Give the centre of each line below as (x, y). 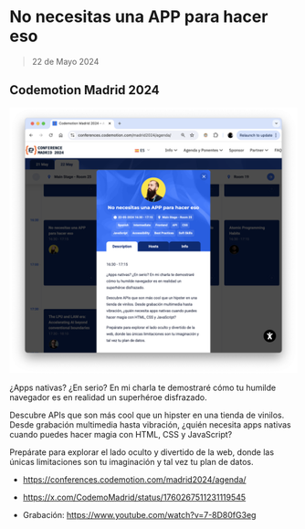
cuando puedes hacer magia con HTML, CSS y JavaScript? (121, 435)
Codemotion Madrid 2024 (84, 90)
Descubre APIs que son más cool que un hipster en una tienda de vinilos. (147, 415)
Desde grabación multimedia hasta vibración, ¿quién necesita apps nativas (150, 425)
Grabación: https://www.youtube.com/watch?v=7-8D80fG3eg (139, 515)
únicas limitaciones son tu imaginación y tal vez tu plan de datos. (131, 462)
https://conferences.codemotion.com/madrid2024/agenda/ (134, 480)
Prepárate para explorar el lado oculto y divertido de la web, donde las (142, 452)
